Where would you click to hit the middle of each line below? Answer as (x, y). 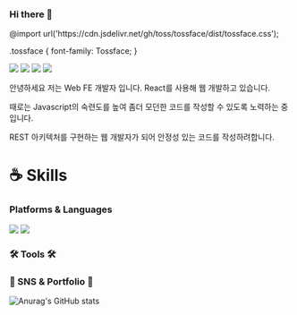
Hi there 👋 (31, 14)
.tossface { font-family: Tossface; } (73, 51)
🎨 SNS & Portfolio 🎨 (51, 281)
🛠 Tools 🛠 (33, 254)
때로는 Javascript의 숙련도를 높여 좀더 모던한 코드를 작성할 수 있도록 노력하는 (144, 107)
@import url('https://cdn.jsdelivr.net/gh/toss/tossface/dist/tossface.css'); (144, 34)
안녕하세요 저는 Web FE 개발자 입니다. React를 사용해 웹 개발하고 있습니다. (140, 88)
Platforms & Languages (61, 209)
